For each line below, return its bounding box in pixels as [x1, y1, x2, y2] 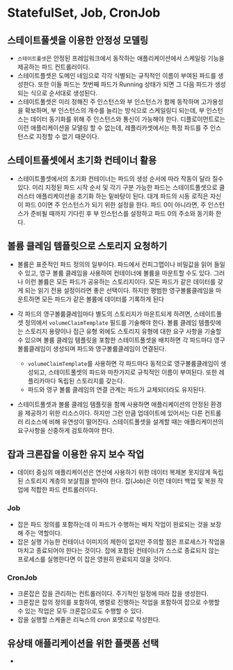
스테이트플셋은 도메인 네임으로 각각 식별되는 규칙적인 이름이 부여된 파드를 [17, 72, 217, 79]
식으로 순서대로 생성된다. [30, 89, 98, 97]
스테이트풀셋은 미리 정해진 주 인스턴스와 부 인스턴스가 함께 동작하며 [17, 97, 200, 106]
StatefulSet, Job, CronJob [7, 5, 161, 21]
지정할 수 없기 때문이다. [35, 132, 99, 141]
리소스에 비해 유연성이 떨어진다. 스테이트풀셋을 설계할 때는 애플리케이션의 [24, 417, 224, 426]
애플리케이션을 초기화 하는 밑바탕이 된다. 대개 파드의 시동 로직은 [35, 191, 209, 200]
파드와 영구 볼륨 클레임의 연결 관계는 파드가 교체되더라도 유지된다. [27, 385, 207, 394]
